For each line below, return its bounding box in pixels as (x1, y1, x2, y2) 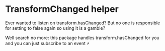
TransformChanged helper (5, 3, 119, 15)
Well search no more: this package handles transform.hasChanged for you (5, 35, 159, 41)
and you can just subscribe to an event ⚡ (5, 40, 90, 46)
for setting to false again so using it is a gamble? (5, 25, 106, 31)
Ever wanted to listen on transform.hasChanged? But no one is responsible (5, 20, 160, 26)
